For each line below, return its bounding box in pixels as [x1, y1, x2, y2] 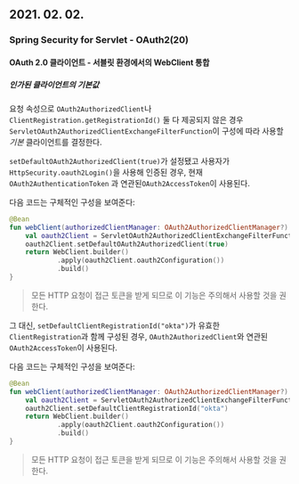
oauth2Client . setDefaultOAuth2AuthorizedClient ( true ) [25, 240, 229, 249]
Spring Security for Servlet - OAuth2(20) [9, 34, 190, 46]
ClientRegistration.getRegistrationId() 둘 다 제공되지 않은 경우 [9, 114, 244, 125]
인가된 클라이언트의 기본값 [9, 79, 100, 90]
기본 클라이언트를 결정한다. [9, 136, 102, 147]
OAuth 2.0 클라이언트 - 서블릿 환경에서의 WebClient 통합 [9, 57, 210, 68]
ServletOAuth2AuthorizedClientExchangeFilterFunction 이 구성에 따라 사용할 [9, 125, 284, 136]
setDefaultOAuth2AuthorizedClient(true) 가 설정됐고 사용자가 [9, 155, 230, 166]
